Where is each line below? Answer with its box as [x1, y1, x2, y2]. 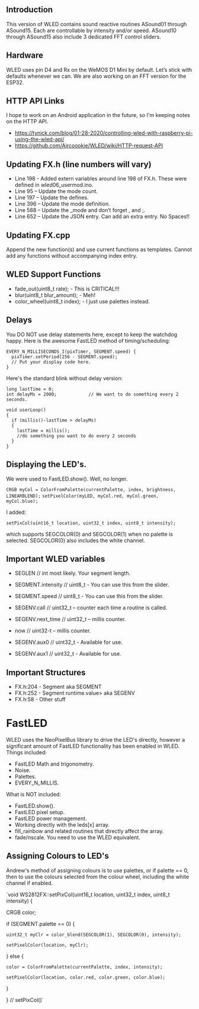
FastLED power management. [14, 815, 87, 822]
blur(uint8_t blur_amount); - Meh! [14, 291, 96, 299]
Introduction [6, 5, 53, 15]
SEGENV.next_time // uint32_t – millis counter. [14, 616, 126, 623]
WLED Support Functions [6, 270, 101, 280]
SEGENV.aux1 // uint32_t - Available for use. [14, 650, 121, 657]
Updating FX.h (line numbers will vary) [6, 159, 152, 169]
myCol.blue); [6, 498, 38, 504]
